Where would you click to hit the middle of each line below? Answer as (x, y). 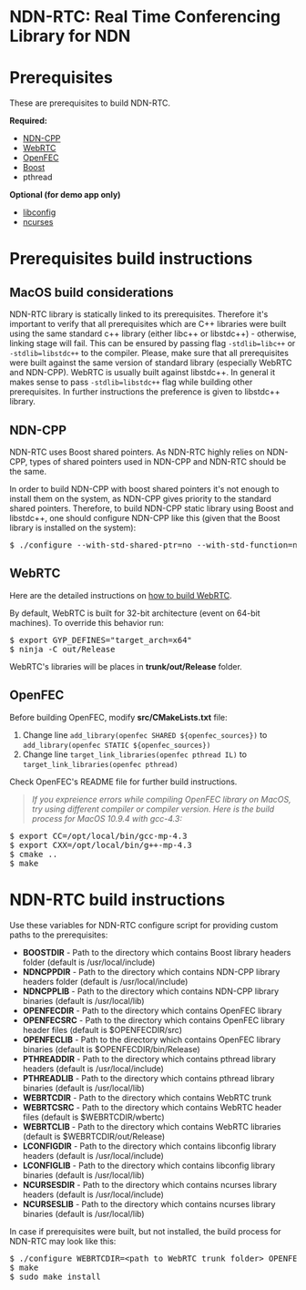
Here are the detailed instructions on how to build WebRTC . (121, 595)
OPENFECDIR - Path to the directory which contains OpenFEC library (152, 1010)
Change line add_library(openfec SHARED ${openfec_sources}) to (145, 734)
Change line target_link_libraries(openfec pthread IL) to (135, 754)
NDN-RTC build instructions (117, 900)
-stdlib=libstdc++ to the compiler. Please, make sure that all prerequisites (149, 353)
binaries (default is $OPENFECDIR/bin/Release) (111, 1049)
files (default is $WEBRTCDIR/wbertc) (94, 1117)
